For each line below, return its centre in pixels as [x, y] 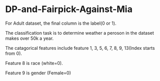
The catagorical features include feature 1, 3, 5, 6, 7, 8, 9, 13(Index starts [80, 48]
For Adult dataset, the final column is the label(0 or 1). [61, 23]
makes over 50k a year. [30, 38]
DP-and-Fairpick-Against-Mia [69, 9]
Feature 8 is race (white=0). [34, 63]
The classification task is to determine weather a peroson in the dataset [80, 33]
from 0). [14, 53]
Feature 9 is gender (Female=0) [38, 73]
